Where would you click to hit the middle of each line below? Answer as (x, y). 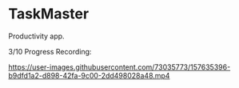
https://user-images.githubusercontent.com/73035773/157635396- (119, 67)
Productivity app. (37, 36)
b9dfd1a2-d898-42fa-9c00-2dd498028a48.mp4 (89, 75)
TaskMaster (49, 14)
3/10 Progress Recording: (50, 51)
